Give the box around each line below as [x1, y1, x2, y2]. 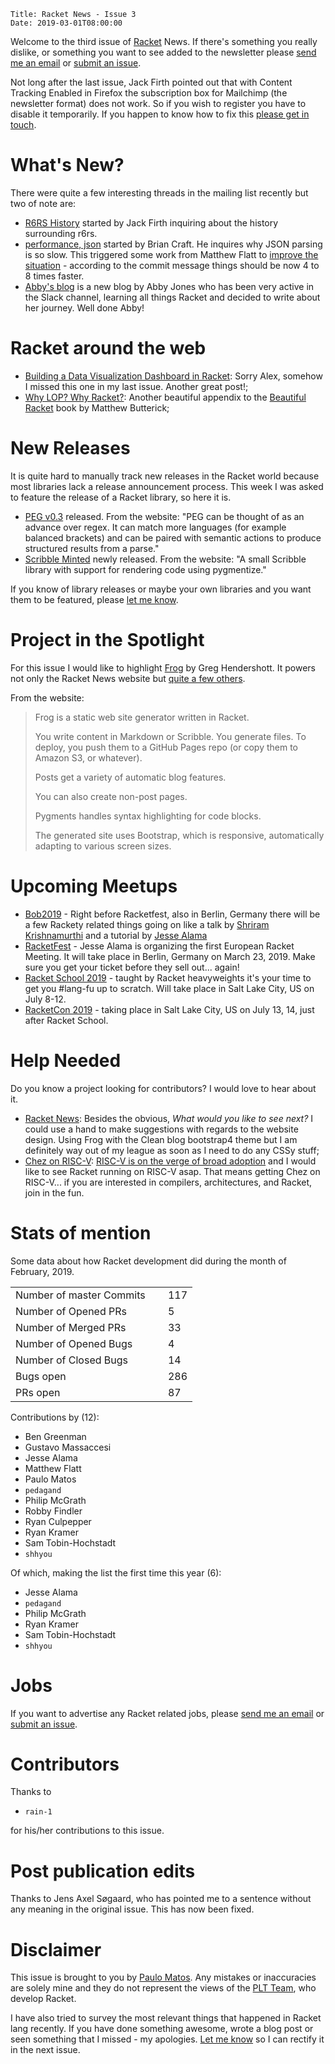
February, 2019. [10, 1265, 75, 1277]
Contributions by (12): [10, 1411, 100, 1423]
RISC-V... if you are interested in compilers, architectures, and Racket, [24, 1176, 313, 1188]
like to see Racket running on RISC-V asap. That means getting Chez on [24, 1165, 321, 1177]
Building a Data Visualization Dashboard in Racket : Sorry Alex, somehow [24, 370, 323, 382]
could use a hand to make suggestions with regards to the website [24, 1123, 299, 1135]
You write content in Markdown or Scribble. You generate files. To [34, 730, 307, 742]
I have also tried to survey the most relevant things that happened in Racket [10, 2012, 322, 2024]
